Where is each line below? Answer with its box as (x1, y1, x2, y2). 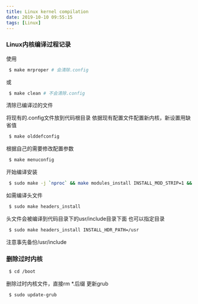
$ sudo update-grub (8, 292, 58, 297)
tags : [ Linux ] (6, 20, 41, 26)
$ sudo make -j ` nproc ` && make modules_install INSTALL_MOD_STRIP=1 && (8, 180, 193, 186)
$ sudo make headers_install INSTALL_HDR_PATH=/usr (8, 227, 139, 233)
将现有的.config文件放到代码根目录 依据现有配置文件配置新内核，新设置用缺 (6, 114, 191, 122)
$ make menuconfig (8, 157, 55, 163)
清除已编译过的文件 (6, 102, 53, 109)
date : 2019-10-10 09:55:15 (6, 14, 73, 20)
